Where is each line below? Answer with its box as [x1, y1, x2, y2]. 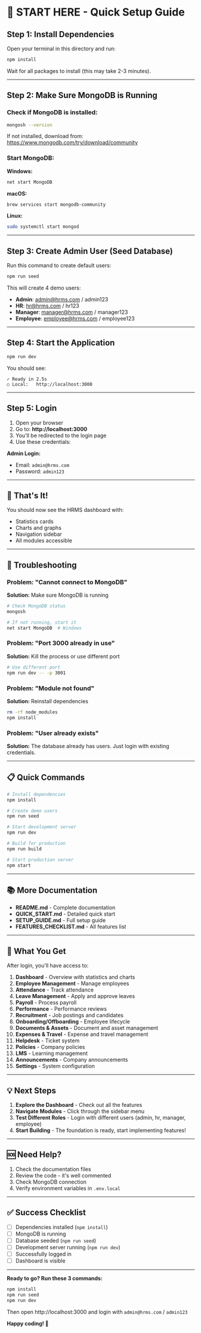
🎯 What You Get [7, 946, 66, 956]
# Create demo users [7, 807, 58, 814]
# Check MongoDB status [7, 603, 66, 609]
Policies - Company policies [15, 1044, 85, 1051]
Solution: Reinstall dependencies [7, 697, 89, 704]
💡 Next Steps [7, 1085, 56, 1096]
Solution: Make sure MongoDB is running [7, 591, 109, 599]
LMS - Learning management [15, 1050, 88, 1057]
